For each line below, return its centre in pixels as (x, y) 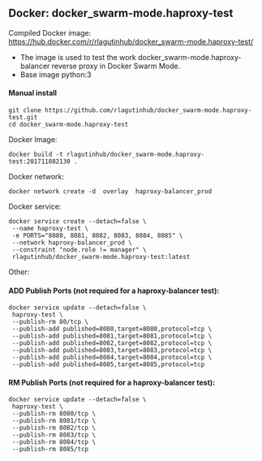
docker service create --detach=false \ (78, 222)
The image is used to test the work (78, 57)
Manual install (33, 93)
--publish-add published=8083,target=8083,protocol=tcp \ (112, 351)
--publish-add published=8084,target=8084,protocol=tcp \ (112, 358)
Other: (19, 272)
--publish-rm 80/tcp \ (50, 322)
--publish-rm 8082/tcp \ (54, 428)
